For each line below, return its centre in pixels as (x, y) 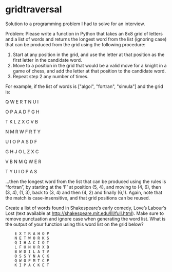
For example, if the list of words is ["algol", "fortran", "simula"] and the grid (84, 86)
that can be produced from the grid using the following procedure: (75, 44)
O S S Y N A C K (32, 256)
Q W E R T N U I (22, 102)
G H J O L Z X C (22, 151)
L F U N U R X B (32, 247)
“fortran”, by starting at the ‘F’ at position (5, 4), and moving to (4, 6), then (83, 187)
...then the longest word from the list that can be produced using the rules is (86, 182)
